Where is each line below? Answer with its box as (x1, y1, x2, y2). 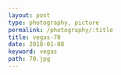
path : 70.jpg (8, 55, 51, 63)
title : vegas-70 (8, 33, 61, 41)
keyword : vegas (8, 48, 58, 55)
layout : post (8, 11, 51, 20)
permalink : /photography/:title (8, 26, 113, 34)
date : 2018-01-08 (8, 41, 65, 48)
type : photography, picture (8, 19, 100, 27)
